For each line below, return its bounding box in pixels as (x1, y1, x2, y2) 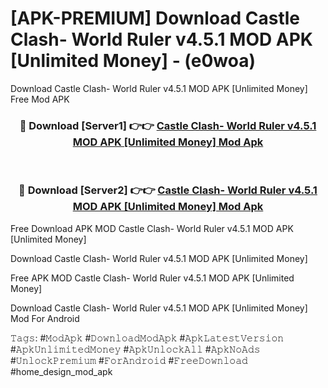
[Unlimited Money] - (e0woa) (10, 50, 257, 72)
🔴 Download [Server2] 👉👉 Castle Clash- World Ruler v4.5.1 (18, 183, 318, 197)
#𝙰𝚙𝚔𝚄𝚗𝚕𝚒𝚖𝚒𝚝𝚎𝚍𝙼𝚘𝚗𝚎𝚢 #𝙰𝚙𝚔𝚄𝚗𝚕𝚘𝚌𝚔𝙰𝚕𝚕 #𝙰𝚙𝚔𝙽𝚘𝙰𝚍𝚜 (10, 343, 261, 355)
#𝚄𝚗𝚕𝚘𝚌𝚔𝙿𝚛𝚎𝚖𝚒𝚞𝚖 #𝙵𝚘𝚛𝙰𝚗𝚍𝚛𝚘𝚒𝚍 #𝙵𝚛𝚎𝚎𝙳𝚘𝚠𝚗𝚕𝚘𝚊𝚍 (10, 354, 248, 366)
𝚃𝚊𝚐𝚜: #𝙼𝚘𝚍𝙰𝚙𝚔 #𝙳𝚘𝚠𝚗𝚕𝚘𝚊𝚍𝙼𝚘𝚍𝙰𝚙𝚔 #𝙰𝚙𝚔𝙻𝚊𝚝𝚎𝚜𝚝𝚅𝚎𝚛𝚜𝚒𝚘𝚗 (10, 332, 285, 344)
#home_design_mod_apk (10, 365, 113, 377)
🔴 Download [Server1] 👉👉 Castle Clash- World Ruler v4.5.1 (19, 118, 317, 132)
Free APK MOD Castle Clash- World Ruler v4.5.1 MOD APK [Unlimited (10, 272, 295, 284)
